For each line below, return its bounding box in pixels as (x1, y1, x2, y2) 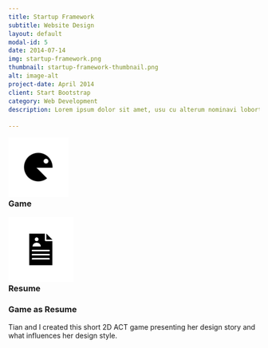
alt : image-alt (8, 72, 59, 80)
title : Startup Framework (8, 13, 94, 21)
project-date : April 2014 (8, 80, 94, 88)
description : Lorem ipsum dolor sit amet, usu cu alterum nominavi (8, 105, 238, 113)
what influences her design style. (8, 330, 118, 340)
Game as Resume (8, 304, 77, 315)
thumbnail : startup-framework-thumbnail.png (8, 64, 159, 72)
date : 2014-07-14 (8, 46, 66, 55)
